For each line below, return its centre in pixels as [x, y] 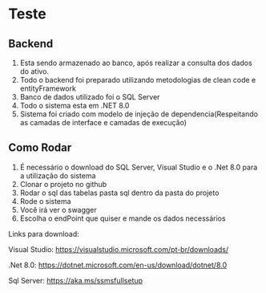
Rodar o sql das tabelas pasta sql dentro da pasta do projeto [119, 193]
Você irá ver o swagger [58, 210]
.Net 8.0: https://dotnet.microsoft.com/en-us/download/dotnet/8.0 [117, 265]
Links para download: [44, 234]
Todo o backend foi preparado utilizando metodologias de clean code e [138, 80]
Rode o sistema [45, 201]
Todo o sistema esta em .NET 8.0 [75, 106]
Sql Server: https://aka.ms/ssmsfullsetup [75, 280]
